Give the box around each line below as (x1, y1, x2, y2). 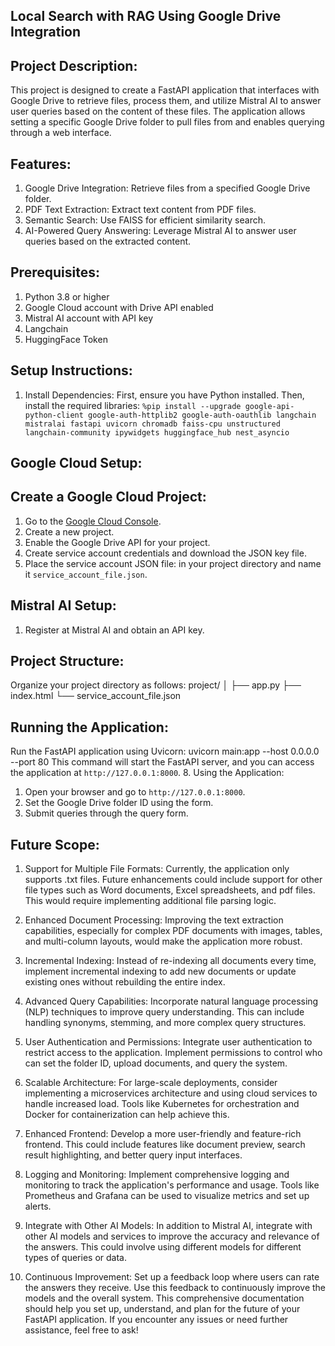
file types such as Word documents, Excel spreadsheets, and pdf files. (24, 884, 316, 896)
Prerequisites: (10, 264, 100, 281)
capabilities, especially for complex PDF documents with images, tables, (24, 925, 323, 937)
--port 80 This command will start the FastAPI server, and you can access (10, 756, 315, 768)
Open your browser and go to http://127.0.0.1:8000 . (24, 786, 246, 798)
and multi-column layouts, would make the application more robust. (24, 935, 303, 948)
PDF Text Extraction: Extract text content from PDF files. (24, 204, 257, 216)
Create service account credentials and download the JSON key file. (24, 547, 307, 559)
